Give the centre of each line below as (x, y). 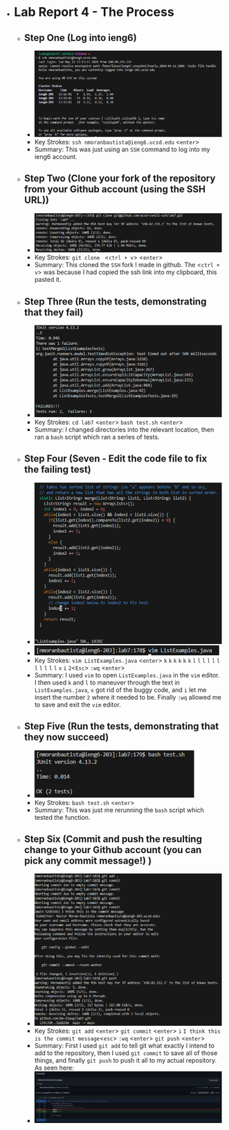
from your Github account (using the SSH (115, 189)
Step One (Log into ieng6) (80, 38)
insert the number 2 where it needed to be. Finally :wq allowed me (128, 697)
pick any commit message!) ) (88, 861)
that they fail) (54, 312)
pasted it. (48, 280)
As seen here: (54, 1068)
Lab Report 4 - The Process (94, 12)
